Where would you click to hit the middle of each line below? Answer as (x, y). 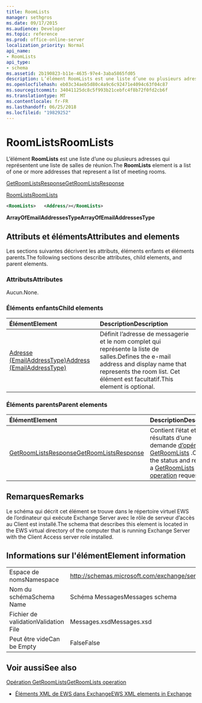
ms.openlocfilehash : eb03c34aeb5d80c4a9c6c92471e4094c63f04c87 (87, 85)
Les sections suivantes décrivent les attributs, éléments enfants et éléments (100, 251)
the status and (170, 460)
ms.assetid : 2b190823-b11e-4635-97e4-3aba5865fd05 (71, 73)
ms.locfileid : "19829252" (38, 113)
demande (163, 445)
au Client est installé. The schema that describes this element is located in (97, 524)
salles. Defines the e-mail (136, 356)
